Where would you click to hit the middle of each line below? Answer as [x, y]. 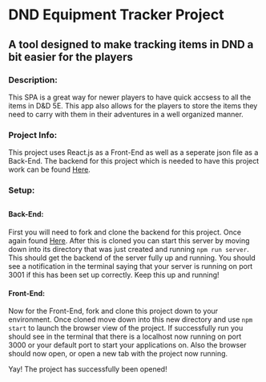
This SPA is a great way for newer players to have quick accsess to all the [130, 97]
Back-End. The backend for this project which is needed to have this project [134, 161]
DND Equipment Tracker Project [116, 15]
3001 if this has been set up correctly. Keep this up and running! [114, 275]
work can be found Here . [49, 169]
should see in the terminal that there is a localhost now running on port [125, 337]
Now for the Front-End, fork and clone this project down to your [113, 311]
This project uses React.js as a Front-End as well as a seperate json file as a [133, 152]
